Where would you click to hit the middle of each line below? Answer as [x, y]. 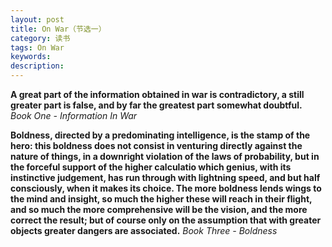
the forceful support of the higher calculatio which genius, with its [151, 167]
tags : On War [37, 47]
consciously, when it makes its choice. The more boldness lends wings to [166, 188]
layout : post [37, 19]
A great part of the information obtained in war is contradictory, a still [157, 94]
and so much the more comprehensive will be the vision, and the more [159, 209]
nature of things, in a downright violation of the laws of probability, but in [165, 156]
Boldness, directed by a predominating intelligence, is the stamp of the [160, 135]
